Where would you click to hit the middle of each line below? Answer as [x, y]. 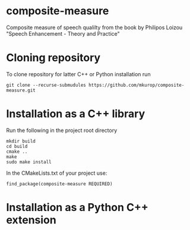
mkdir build [21, 141]
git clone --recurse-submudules [46, 85]
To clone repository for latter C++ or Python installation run [78, 74]
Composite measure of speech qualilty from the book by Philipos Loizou [94, 27]
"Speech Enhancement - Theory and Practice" [63, 33]
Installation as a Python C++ [77, 207]
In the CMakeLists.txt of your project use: [57, 173]
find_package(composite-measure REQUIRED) [59, 184]
